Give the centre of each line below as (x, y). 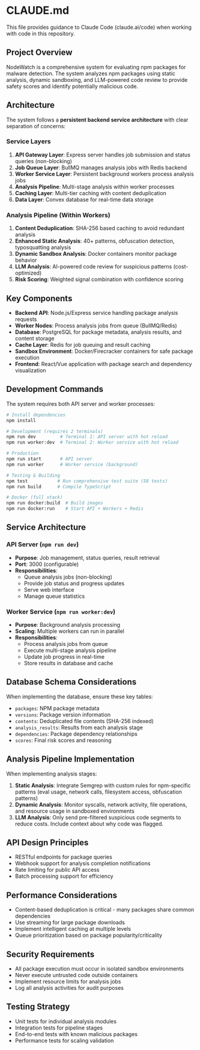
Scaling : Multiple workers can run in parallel (69, 631)
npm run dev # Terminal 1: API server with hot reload (87, 437)
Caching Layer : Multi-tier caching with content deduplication (90, 193)
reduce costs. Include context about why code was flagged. (89, 824)
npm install (21, 420)
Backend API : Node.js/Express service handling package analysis (96, 312)
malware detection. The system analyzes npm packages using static (91, 73)
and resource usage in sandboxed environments (75, 811)
